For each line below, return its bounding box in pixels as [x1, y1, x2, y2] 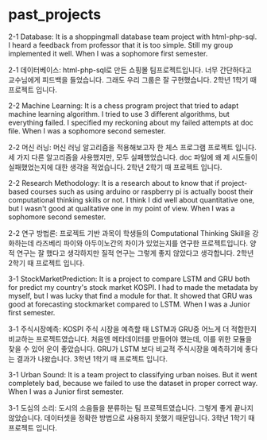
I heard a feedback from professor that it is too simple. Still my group [8, 40, 234, 49]
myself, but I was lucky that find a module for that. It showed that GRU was [8, 291, 253, 300]
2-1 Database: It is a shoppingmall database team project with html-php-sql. [8, 32, 257, 41]
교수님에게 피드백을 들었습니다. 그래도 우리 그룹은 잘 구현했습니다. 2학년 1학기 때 [8, 75, 257, 84]
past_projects [8, 6, 102, 24]
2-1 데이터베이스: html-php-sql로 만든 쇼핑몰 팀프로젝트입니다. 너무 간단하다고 [8, 65, 253, 75]
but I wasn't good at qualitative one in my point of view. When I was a [8, 203, 235, 213]
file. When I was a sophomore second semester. [8, 125, 166, 136]
